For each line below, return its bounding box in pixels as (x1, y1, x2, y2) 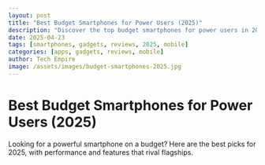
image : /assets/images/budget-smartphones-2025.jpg (8, 63, 181, 71)
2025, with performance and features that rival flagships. (8, 147, 193, 157)
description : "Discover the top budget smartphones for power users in (8, 26, 248, 34)
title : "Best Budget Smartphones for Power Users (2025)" (8, 19, 203, 27)
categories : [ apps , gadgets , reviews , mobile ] (8, 48, 164, 56)
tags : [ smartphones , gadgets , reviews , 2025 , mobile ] (8, 41, 189, 49)
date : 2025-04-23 (8, 33, 65, 42)
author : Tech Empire (8, 56, 77, 64)
